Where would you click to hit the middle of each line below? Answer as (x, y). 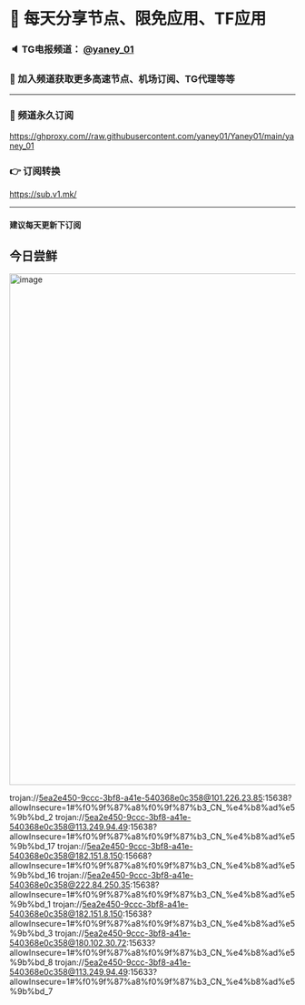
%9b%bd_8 (31, 962)
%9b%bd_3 (31, 933)
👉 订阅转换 (35, 171)
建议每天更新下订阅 (45, 225)
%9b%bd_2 (31, 817)
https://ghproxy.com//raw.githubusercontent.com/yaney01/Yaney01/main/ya (152, 136)
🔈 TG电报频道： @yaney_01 (72, 49)
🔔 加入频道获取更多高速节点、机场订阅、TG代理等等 (123, 79)
